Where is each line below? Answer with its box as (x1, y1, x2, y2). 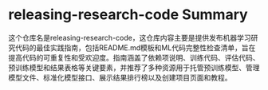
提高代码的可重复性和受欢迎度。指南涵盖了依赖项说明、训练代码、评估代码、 (8, 53, 260, 62)
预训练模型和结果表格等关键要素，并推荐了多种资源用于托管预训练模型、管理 (8, 62, 260, 72)
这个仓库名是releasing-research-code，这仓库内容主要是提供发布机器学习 (8, 33, 251, 42)
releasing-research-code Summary (8, 6, 249, 24)
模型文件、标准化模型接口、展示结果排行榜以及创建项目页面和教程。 (8, 72, 232, 82)
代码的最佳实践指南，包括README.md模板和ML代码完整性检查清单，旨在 (14, 42, 256, 53)
